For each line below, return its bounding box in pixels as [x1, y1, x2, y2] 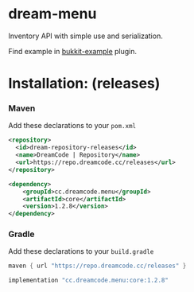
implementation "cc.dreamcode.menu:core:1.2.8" [8, 276, 169, 285]
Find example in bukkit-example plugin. [8, 46, 138, 56]
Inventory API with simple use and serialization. [8, 31, 163, 41]
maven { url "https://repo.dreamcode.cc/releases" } [8, 262, 187, 271]
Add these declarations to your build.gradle [8, 247, 154, 256]
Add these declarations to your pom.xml [8, 121, 137, 130]
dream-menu [8, 5, 97, 23]
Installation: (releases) [8, 75, 161, 92]
